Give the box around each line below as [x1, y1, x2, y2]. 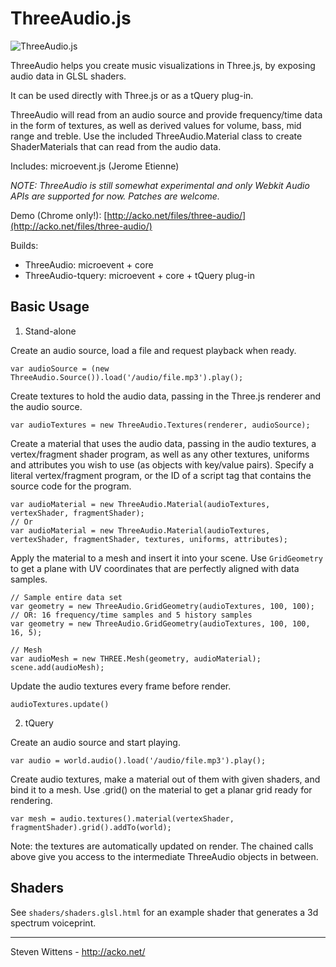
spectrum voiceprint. [10, 917, 97, 929]
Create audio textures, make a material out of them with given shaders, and [10, 773, 321, 785]
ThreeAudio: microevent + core [24, 258, 154, 271]
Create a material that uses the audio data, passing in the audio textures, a [10, 437, 317, 449]
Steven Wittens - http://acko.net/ [10, 945, 146, 957]
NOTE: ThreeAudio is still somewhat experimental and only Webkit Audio [10, 179, 310, 191]
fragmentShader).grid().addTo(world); [10, 822, 172, 832]
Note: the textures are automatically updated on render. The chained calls [10, 840, 314, 852]
